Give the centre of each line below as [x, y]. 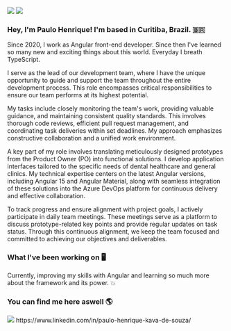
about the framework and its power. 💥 [61, 282]
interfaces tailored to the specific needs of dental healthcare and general [112, 166]
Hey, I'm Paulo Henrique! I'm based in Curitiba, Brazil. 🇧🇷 [106, 29]
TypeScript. [24, 60]
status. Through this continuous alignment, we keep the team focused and [113, 232]
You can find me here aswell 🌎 [60, 301]
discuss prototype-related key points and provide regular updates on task [112, 224]
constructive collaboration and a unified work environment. [92, 138]
